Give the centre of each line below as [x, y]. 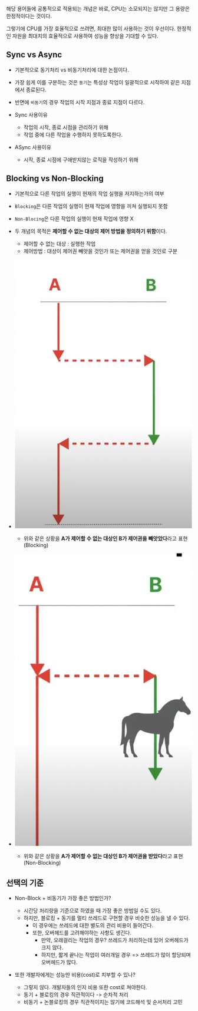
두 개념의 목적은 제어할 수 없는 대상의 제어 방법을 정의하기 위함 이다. [91, 231]
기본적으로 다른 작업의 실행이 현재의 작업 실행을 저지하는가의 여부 [89, 193]
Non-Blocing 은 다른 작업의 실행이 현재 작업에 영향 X [74, 218]
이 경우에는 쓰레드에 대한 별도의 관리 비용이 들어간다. [93, 925]
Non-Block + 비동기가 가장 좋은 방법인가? [63, 898]
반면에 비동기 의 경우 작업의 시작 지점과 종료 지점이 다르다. [80, 102]
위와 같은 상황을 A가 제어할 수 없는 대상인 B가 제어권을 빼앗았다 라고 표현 [105, 538]
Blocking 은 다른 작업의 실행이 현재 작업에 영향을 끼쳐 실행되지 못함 [91, 206]
